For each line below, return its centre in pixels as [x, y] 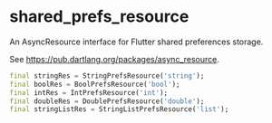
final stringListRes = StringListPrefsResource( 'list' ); [119, 109]
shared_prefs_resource [99, 17]
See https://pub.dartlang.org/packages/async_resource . [114, 59]
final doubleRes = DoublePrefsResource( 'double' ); [107, 101]
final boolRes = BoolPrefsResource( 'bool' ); [95, 84]
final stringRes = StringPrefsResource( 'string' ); [107, 76]
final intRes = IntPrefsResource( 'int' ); [89, 92]
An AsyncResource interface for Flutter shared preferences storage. [136, 42]
